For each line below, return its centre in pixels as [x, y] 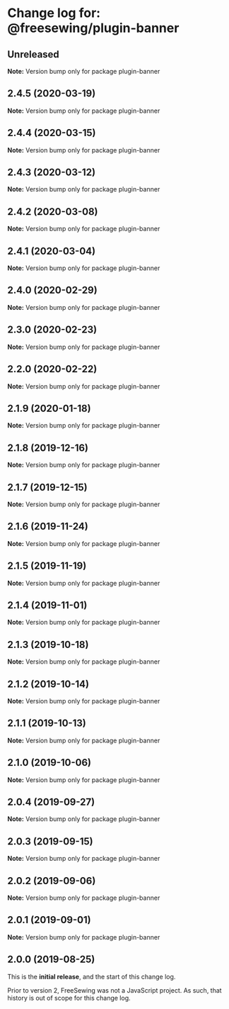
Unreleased [34, 54]
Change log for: [54, 13]
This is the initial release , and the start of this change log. [92, 976]
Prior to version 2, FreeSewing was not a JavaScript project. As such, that [114, 990]
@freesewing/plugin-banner [93, 28]
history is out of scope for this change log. [69, 998]
